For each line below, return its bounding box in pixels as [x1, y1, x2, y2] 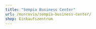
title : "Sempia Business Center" [5, 7, 76, 12]
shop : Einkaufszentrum [5, 16, 53, 21]
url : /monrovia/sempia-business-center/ [5, 12, 92, 17]
